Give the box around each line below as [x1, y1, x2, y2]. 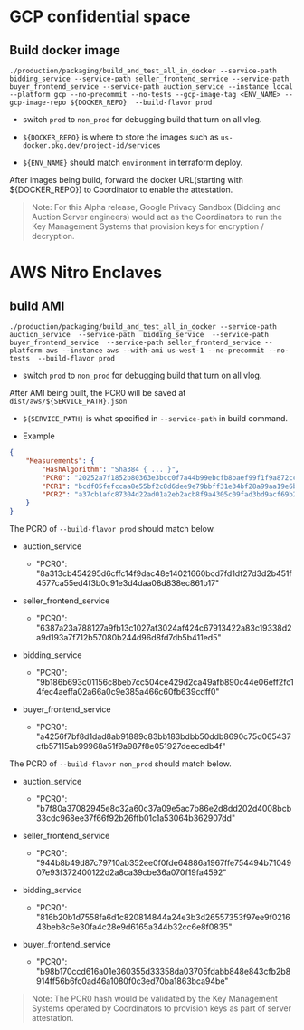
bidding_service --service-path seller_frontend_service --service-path [9, 74, 290, 83]
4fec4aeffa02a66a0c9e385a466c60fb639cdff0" [35, 687, 220, 697]
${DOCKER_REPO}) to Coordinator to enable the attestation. [9, 184, 233, 195]
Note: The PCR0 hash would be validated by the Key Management [31, 994, 279, 1004]
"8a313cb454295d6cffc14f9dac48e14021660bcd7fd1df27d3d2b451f [35, 568, 292, 579]
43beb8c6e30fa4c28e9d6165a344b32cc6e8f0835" [35, 921, 233, 932]
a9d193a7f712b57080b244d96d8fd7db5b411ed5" [35, 632, 222, 642]
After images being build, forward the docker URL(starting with [9, 175, 244, 185]
